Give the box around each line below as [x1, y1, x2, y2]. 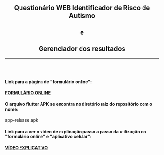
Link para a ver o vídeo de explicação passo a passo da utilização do [5, 128, 146, 134]
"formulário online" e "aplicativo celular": [5, 133, 92, 139]
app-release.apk [5, 117, 38, 123]
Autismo [69, 12, 95, 20]
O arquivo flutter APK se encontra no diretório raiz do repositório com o [5, 101, 153, 107]
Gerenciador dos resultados [39, 45, 125, 53]
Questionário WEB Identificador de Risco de [14, 4, 150, 12]
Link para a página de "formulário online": [5, 79, 92, 85]
